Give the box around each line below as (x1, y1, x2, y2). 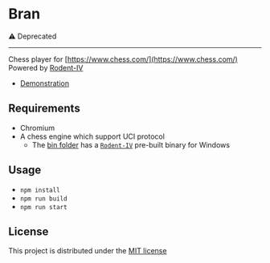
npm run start (19, 203, 67, 211)
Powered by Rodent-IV (8, 63, 84, 72)
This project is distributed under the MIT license (8, 246, 167, 256)
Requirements (8, 102, 80, 115)
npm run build (19, 194, 67, 203)
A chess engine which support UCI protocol (19, 131, 165, 141)
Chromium (19, 123, 55, 132)
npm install (19, 186, 60, 194)
